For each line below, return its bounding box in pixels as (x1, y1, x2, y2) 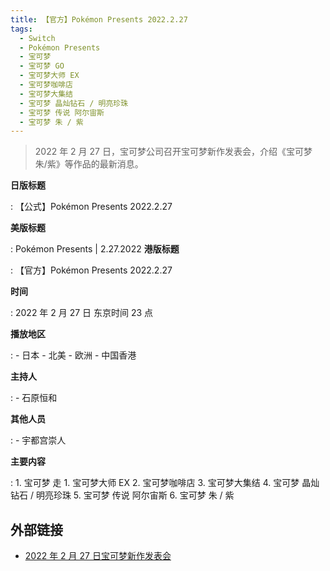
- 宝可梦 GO (19, 61, 65, 71)
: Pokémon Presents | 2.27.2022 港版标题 (10, 243, 180, 255)
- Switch (19, 33, 56, 43)
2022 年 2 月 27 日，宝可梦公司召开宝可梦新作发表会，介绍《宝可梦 (34, 146, 313, 158)
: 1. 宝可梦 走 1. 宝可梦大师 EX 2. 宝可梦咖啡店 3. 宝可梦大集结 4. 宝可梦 (10, 477, 300, 489)
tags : (10, 24, 33, 34)
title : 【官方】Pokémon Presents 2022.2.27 (10, 14, 188, 25)
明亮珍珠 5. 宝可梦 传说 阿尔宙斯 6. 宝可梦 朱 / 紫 (35, 489, 235, 501)
